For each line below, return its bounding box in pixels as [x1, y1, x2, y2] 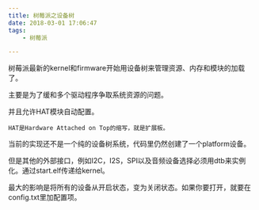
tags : [8, 26, 26, 34]
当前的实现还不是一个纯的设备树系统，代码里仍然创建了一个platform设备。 [8, 139, 251, 149]
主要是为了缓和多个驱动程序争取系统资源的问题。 [8, 90, 168, 100]
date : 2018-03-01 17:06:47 [8, 19, 97, 27]
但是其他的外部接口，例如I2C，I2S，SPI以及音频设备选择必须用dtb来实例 [8, 156, 246, 166]
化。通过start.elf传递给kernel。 [8, 166, 109, 175]
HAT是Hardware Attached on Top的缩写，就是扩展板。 [8, 124, 169, 132]
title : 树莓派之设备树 [8, 11, 75, 20]
